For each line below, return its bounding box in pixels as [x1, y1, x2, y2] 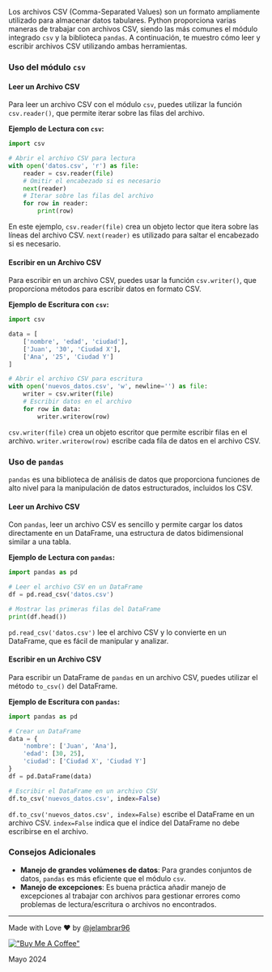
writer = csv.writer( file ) [23, 390, 114, 398]
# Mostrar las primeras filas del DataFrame [8, 605, 161, 613]
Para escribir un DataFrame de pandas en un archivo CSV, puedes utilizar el [8, 672, 258, 682]
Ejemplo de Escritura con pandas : [8, 696, 120, 706]
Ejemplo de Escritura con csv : [8, 300, 109, 310]
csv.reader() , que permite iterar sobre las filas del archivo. [8, 109, 205, 118]
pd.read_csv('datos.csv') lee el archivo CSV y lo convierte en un [8, 627, 227, 637]
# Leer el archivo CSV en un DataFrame [8, 583, 143, 591]
